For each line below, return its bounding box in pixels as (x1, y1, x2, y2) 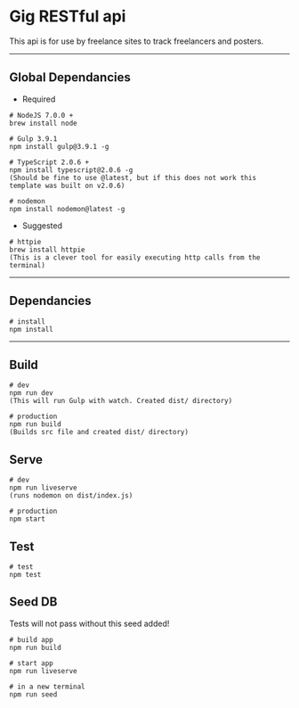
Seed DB (9, 595, 58, 610)
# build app (9, 635, 53, 644)
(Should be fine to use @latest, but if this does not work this (9, 173, 256, 182)
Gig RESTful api (9, 6, 126, 27)
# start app (9, 658, 53, 668)
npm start (9, 515, 46, 523)
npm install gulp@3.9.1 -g (9, 142, 109, 151)
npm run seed (9, 689, 58, 699)
